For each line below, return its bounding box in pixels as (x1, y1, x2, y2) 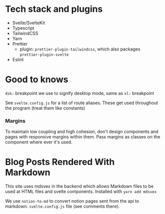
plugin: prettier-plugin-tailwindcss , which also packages (19, 46, 140, 52)
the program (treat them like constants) (5, 105, 85, 111)
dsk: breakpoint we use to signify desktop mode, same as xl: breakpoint (5, 90, 155, 96)
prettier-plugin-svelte (19, 52, 69, 57)
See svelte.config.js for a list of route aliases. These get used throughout (5, 100, 159, 106)
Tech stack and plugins (5, 3, 103, 15)
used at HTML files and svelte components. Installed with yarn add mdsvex (5, 189, 157, 195)
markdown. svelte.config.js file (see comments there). (5, 204, 120, 210)
